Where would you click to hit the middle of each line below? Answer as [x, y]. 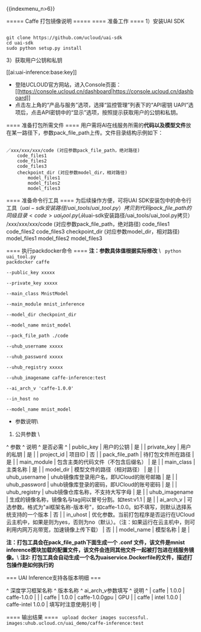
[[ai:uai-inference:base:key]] [42, 72]
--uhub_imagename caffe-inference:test [56, 378]
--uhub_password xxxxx [35, 357]
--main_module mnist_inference [45, 304]
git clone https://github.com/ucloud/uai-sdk [64, 38]
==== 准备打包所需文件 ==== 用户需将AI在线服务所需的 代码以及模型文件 [96, 125]
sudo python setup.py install [44, 48]
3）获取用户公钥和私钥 [34, 60]
